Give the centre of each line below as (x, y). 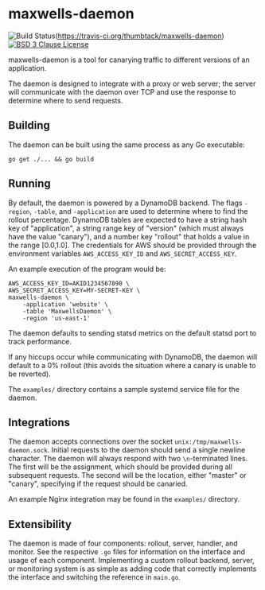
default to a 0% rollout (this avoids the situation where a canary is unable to (132, 365)
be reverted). (30, 374)
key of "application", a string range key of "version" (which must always (126, 228)
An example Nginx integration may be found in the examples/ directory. (124, 499)
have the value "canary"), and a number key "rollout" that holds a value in (129, 236)
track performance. (40, 341)
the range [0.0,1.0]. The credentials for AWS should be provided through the (132, 245)
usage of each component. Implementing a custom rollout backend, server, (131, 561)
